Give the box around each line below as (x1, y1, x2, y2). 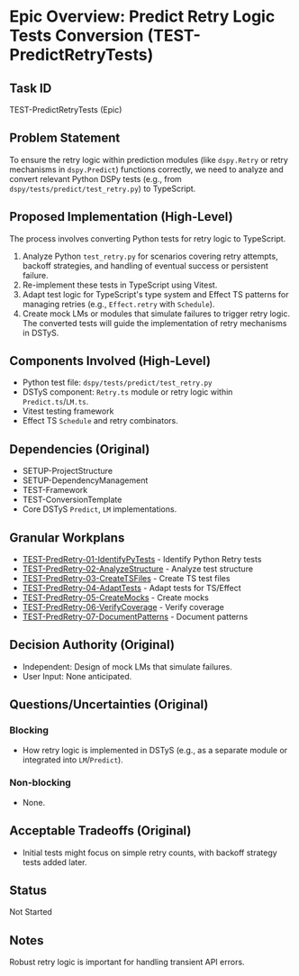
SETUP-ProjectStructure (22, 466, 113, 477)
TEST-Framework (22, 485, 88, 496)
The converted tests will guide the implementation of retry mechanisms (22, 317, 287, 328)
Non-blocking (9, 777, 72, 789)
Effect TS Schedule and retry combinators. (22, 415, 178, 426)
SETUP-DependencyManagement (22, 475, 149, 486)
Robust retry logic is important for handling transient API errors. (9, 957, 245, 968)
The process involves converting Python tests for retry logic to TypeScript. (9, 233, 286, 244)
